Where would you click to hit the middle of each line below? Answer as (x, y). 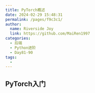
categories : (18, 39)
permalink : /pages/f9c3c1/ (34, 19)
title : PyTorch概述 (25, 10)
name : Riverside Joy (32, 29)
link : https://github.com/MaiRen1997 (50, 34)
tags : (11, 57)
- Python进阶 (23, 48)
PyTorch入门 (26, 84)
